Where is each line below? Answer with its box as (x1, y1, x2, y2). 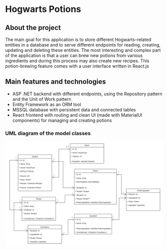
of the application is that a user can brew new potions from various (5, 52, 143, 58)
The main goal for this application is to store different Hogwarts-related (5, 36, 152, 42)
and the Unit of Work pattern (12, 96, 71, 102)
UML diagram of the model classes (5, 130, 91, 137)
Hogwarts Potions (5, 3, 81, 15)
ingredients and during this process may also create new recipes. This (5, 58, 150, 63)
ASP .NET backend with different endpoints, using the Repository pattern (12, 91, 163, 97)
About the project (5, 23, 61, 32)
